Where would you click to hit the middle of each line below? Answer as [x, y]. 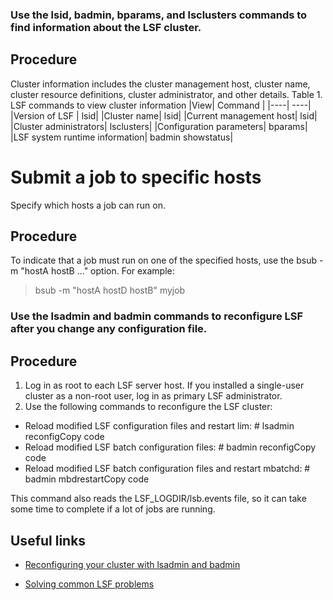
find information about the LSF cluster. [106, 27]
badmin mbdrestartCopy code [87, 479]
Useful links [48, 540]
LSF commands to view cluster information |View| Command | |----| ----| [161, 105]
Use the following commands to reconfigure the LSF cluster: [148, 407]
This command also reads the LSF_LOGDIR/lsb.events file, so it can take [158, 499]
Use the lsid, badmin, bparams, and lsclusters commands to [159, 15]
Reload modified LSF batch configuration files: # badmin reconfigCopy [170, 447]
